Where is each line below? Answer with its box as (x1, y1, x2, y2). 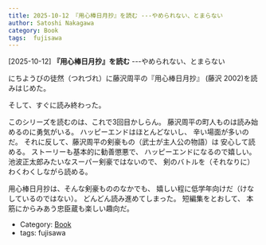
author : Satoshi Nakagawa (8, 19, 94, 27)
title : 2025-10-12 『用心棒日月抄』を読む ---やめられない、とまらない (8, 11, 223, 20)
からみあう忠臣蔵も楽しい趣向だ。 (22, 204, 134, 213)
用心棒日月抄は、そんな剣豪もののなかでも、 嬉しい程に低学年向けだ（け (8, 184, 248, 193)
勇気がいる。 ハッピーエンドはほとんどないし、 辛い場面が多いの (35, 127, 249, 137)
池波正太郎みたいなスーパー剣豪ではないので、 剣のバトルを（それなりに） (8, 157, 255, 167)
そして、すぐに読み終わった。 (8, 100, 106, 110)
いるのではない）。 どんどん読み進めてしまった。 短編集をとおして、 (22, 194, 245, 204)
